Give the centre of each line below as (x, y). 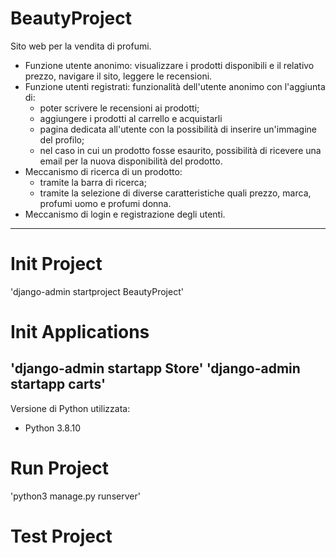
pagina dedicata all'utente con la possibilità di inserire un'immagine (178, 129)
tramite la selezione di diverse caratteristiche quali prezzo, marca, (175, 193)
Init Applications (80, 332)
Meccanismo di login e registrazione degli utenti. (125, 214)
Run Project (59, 468)
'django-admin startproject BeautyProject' (97, 291)
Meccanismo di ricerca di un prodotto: (103, 171)
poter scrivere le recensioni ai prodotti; (119, 108)
